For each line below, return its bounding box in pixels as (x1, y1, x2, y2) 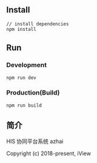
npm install (6, 26, 36, 32)
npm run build (6, 102, 42, 108)
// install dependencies (6, 21, 69, 27)
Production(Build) (6, 88, 60, 97)
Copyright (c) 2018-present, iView (6, 150, 91, 157)
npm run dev (6, 75, 36, 81)
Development (6, 61, 47, 69)
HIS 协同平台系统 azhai (6, 138, 64, 145)
